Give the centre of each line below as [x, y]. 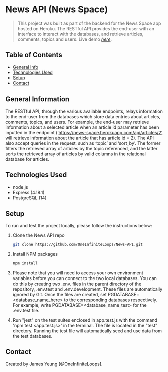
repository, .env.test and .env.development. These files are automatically [88, 289]
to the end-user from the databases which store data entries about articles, [83, 116]
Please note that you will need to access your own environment [78, 273]
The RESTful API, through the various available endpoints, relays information [84, 111]
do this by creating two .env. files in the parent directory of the [77, 284]
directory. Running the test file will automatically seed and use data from [87, 331]
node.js [20, 187]
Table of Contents [34, 55]
